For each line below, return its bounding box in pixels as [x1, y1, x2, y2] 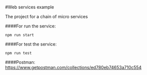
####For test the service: [5, 41, 57, 47]
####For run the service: [5, 23, 56, 29]
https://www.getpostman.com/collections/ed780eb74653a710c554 [5, 65, 142, 70]
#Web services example [5, 4, 54, 10]
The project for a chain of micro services [5, 14, 88, 19]
